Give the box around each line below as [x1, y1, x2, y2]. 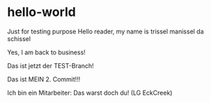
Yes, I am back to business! [7, 48, 86, 56]
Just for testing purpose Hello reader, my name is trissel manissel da [7, 27, 204, 35]
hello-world [7, 4, 77, 20]
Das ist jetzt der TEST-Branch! [7, 61, 94, 70]
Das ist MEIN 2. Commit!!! [7, 74, 81, 84]
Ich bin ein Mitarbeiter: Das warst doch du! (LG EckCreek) [7, 88, 173, 97]
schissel [7, 34, 31, 42]
